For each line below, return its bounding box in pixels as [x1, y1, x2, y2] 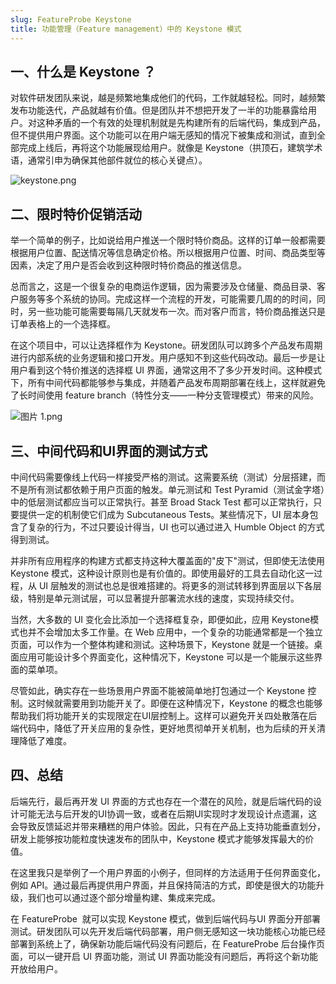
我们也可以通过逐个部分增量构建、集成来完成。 [27, 891, 221, 903]
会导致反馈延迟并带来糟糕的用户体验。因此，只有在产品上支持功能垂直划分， [10, 820, 326, 832]
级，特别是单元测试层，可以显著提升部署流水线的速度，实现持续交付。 [10, 592, 300, 604]
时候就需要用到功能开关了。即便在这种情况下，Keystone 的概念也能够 [36, 697, 323, 709]
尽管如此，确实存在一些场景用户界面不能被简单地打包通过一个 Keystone [10, 684, 306, 696]
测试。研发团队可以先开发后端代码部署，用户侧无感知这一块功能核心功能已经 [10, 925, 326, 937]
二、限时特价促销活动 [10, 206, 142, 223]
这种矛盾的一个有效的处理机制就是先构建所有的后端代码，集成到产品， [36, 117, 326, 129]
